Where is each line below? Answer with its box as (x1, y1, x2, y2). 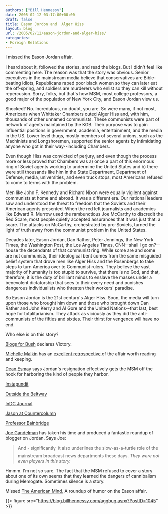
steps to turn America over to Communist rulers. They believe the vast (5, 263, 150, 270)
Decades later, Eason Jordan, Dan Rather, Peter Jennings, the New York (5, 236, 154, 242)
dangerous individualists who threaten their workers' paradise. (5, 285, 134, 291)
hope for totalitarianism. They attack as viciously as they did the (5, 310, 137, 316)
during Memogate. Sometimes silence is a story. (5, 478, 105, 484)
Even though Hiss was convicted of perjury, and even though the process (5, 153, 157, 159)
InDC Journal (5, 400, 33, 406)
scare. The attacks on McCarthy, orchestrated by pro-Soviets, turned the (5, 221, 156, 227)
